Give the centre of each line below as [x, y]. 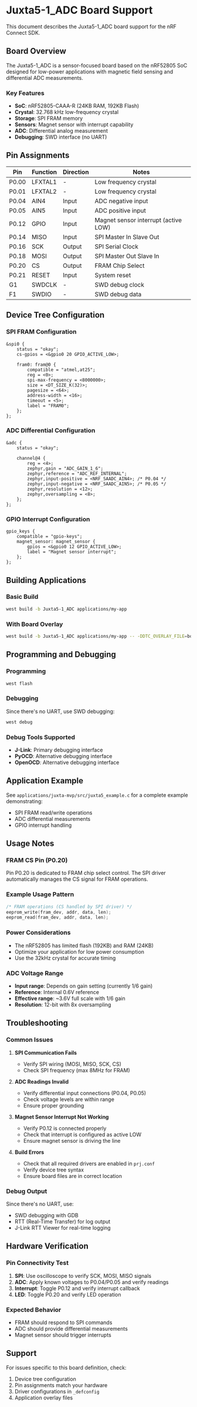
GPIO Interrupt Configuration [48, 519]
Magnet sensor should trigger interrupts [63, 1335]
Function [45, 172]
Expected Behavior [34, 1310]
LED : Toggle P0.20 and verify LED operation [68, 1294]
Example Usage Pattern [40, 894]
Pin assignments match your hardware [61, 1385]
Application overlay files [44, 1398]
